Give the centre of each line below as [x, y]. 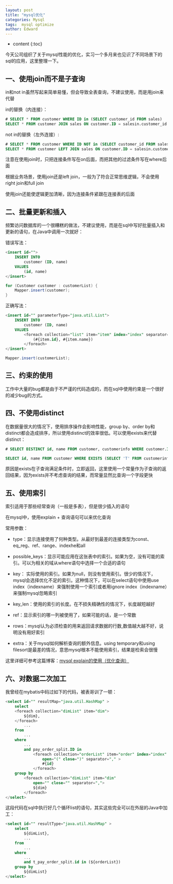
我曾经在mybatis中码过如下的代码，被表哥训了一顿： [61, 692]
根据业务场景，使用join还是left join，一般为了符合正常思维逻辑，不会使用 [82, 177]
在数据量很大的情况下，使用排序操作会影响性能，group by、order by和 [80, 426]
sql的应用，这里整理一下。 [33, 61]
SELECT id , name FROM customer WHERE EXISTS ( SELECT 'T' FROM [73, 458]
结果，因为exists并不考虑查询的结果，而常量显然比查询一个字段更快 [81, 475]
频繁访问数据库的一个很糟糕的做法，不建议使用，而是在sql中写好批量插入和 [85, 225]
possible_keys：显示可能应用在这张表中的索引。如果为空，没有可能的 [86, 557]
